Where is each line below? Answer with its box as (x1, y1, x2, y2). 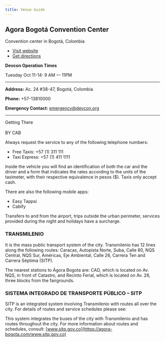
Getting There (5, 119, 33, 125)
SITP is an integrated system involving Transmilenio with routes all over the (5, 301, 157, 307)
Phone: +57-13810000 (5, 96, 51, 102)
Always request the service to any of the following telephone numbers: (5, 140, 148, 145)
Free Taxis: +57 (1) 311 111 (12, 149, 64, 155)
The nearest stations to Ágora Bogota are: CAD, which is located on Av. (5, 267, 149, 273)
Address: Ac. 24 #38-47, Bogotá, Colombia (5, 86, 93, 92)
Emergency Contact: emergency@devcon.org (5, 105, 100, 111)
